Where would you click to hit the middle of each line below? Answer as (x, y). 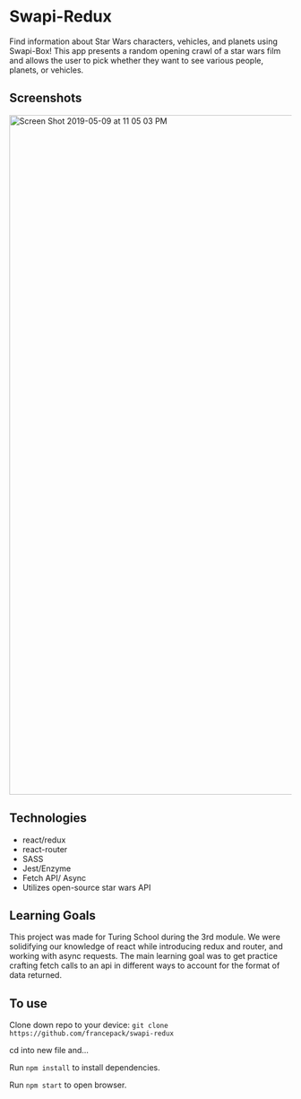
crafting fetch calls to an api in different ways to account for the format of (145, 965)
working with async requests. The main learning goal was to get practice (143, 956)
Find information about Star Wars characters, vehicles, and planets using (143, 41)
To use (28, 1003)
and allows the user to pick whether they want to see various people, (137, 60)
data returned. (36, 975)
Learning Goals (53, 916)
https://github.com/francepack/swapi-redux (92, 1034)
